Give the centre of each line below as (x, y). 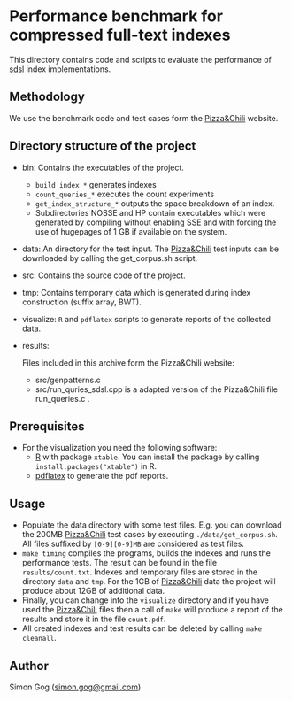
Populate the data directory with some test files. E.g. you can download (152, 525)
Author (29, 666)
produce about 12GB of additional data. (93, 591)
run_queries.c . (62, 398)
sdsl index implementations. (60, 69)
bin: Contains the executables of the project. (103, 167)
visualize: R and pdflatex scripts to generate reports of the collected (146, 319)
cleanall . (39, 638)
